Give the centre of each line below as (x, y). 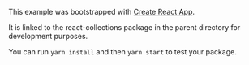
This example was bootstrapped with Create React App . (102, 12)
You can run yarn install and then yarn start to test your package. (122, 52)
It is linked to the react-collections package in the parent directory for (124, 27)
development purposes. (48, 36)
